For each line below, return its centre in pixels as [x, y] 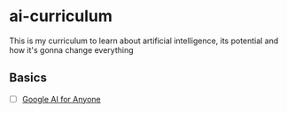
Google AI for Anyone [61, 99]
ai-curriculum [61, 16]
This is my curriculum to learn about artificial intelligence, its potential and [144, 41]
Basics [28, 78]
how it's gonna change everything [72, 49]
